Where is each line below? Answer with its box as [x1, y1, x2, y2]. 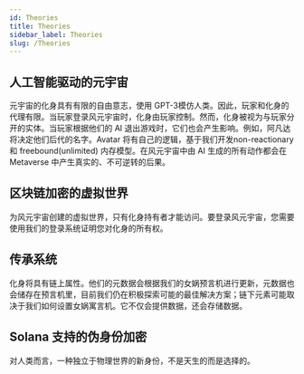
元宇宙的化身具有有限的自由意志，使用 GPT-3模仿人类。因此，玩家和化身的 [9, 101, 290, 111]
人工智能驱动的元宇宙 [9, 74, 128, 90]
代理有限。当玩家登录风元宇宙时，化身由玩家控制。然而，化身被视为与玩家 [9, 111, 287, 122]
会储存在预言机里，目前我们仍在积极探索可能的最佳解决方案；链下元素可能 [9, 289, 287, 300]
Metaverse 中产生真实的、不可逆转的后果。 [9, 157, 170, 168]
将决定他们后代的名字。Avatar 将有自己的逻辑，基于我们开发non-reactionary [9, 134, 294, 145]
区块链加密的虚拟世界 [9, 186, 128, 201]
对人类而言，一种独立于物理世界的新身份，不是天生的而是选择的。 [9, 355, 255, 366]
